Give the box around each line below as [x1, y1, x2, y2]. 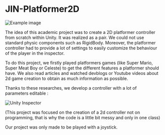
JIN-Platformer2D [5, 3, 80, 15]
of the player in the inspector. [5, 50, 65, 56]
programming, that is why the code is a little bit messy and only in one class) [5, 114, 161, 120]
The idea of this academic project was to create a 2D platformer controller [5, 29, 156, 35]
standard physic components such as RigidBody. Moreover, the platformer [5, 39, 156, 45]
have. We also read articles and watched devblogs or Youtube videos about [5, 70, 159, 76]
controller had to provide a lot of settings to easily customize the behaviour [5, 45, 158, 51]
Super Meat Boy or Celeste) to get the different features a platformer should [5, 65, 159, 71]
